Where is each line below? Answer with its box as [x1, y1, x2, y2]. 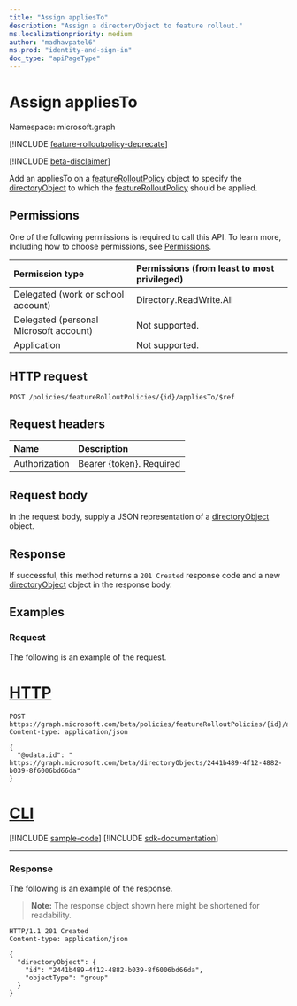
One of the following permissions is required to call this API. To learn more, [9, 231, 282, 242]
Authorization [13, 458, 70, 470]
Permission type [13, 267, 85, 280]
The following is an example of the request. [9, 652, 167, 662]
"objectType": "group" [25, 973, 109, 982]
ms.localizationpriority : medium [9, 29, 133, 38]
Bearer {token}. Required [78, 458, 181, 470]
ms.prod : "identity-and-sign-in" [9, 46, 133, 55]
